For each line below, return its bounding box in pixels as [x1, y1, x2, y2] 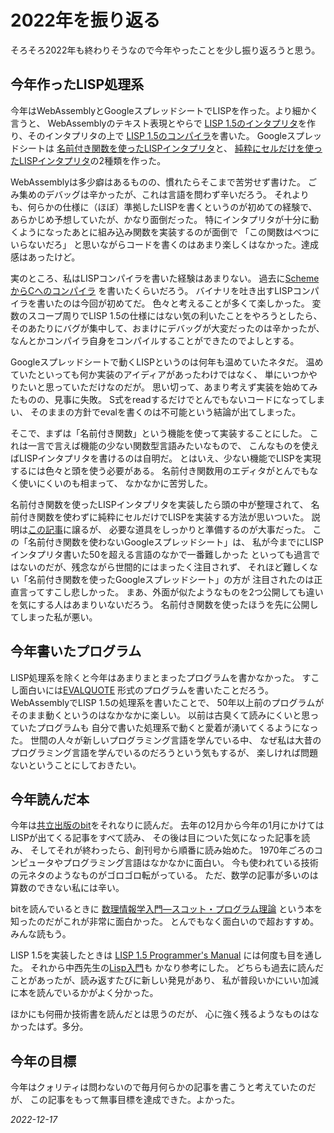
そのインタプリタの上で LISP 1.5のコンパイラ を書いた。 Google [27, 129, 288, 141]
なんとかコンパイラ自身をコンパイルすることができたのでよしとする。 [10, 334, 300, 346]
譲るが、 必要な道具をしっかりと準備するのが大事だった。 [71, 523, 311, 535]
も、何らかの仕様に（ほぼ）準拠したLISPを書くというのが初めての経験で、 [10, 201, 318, 213]
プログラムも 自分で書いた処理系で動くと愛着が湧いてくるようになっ [36, 721, 319, 733]
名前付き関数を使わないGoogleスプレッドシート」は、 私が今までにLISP [27, 536, 324, 548]
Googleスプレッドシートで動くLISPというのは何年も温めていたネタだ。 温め [10, 356, 324, 368]
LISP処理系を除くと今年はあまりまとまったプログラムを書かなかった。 [10, 671, 300, 683]
